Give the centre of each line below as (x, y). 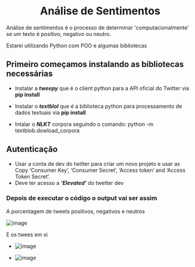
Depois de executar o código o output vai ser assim (82, 198)
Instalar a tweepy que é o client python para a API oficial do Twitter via (102, 88)
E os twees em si (27, 234)
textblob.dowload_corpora (47, 131)
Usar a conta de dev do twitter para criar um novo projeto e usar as (97, 163)
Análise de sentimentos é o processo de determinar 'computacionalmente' (98, 28)
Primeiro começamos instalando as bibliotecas (95, 64)
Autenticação (32, 149)
